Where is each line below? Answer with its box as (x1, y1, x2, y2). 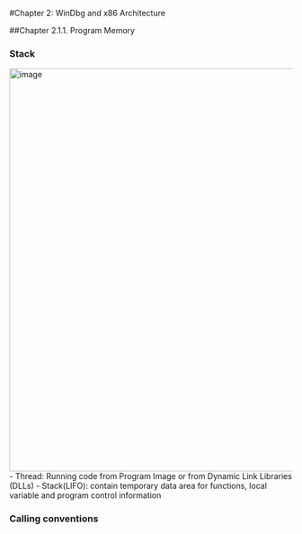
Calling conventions (9, 512, 99, 525)
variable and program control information (9, 490, 162, 501)
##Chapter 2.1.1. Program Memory (9, 25, 136, 35)
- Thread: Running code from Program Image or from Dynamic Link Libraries (9, 471, 292, 482)
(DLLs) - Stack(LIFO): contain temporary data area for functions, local (9, 481, 268, 492)
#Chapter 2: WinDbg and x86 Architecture (9, 8, 166, 18)
